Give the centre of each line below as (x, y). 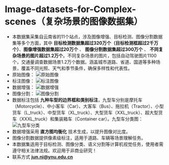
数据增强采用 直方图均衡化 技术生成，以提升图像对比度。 (71, 131)
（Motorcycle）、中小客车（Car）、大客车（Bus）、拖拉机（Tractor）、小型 (88, 106)
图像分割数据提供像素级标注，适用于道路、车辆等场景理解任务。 (79, 138)
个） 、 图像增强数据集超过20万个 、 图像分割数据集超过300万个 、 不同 (85, 49)
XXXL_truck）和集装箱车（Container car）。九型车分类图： (82, 119)
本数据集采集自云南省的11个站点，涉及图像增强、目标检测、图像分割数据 (87, 36)
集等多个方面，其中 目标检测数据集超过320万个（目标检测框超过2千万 (85, 43)
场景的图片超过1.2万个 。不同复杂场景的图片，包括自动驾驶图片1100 (87, 55)
